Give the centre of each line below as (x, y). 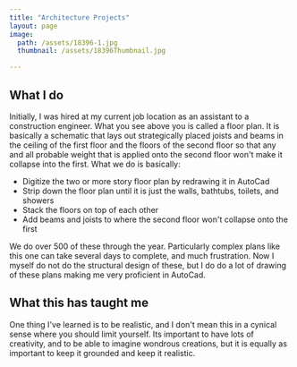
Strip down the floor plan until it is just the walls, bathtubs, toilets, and (150, 191)
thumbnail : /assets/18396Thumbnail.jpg (92, 51)
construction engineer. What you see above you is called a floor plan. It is (144, 125)
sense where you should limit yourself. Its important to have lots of (132, 334)
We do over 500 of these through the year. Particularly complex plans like (144, 246)
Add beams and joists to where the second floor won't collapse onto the (155, 219)
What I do (37, 95)
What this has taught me (79, 303)
